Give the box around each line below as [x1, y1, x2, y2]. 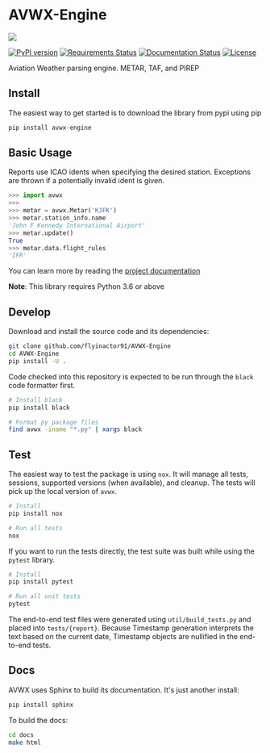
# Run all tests [8, 524, 63, 532]
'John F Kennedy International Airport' [8, 221, 147, 229]
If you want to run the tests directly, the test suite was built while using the [8, 546, 255, 556]
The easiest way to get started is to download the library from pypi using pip [8, 107, 262, 118]
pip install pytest [8, 578, 74, 586]
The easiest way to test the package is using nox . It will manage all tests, [8, 470, 248, 479]
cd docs [8, 730, 35, 739]
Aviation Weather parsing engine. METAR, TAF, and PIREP [8, 63, 200, 73]
